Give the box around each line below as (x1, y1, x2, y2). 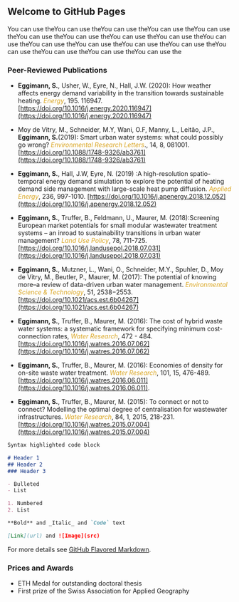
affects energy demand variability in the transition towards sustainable (17, 89, 224, 98)
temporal (17, 177, 45, 186)
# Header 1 (7, 454, 40, 462)
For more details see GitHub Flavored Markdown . (7, 545, 152, 554)
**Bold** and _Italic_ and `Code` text (7, 519, 126, 526)
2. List (7, 507, 31, 514)
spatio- (189, 170, 211, 178)
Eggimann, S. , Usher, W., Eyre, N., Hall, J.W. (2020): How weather (17, 81, 212, 90)
